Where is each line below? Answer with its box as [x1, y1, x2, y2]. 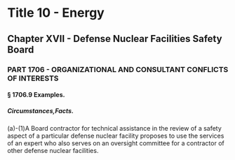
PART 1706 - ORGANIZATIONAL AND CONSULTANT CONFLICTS [7, 64, 229, 74]
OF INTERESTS [7, 73, 59, 83]
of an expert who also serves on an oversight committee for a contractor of [7, 139, 224, 147]
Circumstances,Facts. [7, 106, 74, 115]
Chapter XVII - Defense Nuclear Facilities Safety [7, 33, 222, 45]
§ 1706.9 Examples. [7, 91, 65, 99]
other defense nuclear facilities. [7, 147, 99, 155]
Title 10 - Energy [7, 5, 105, 21]
